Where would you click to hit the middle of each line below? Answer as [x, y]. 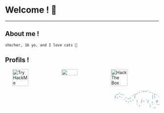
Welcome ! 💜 [31, 10]
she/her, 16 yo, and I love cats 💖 [41, 45]
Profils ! [17, 60]
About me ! [22, 34]
